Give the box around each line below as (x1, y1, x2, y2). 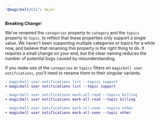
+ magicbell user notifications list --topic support (5, 84, 116, 89)
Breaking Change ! (5, 20, 42, 26)
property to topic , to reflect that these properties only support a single (5, 35, 146, 41)
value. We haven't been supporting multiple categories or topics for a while (5, 40, 155, 46)
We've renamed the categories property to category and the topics (5, 30, 140, 35)
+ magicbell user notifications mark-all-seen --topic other (5, 110, 131, 115)
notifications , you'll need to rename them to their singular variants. (5, 70, 142, 75)
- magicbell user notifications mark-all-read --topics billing (5, 92, 138, 97)
